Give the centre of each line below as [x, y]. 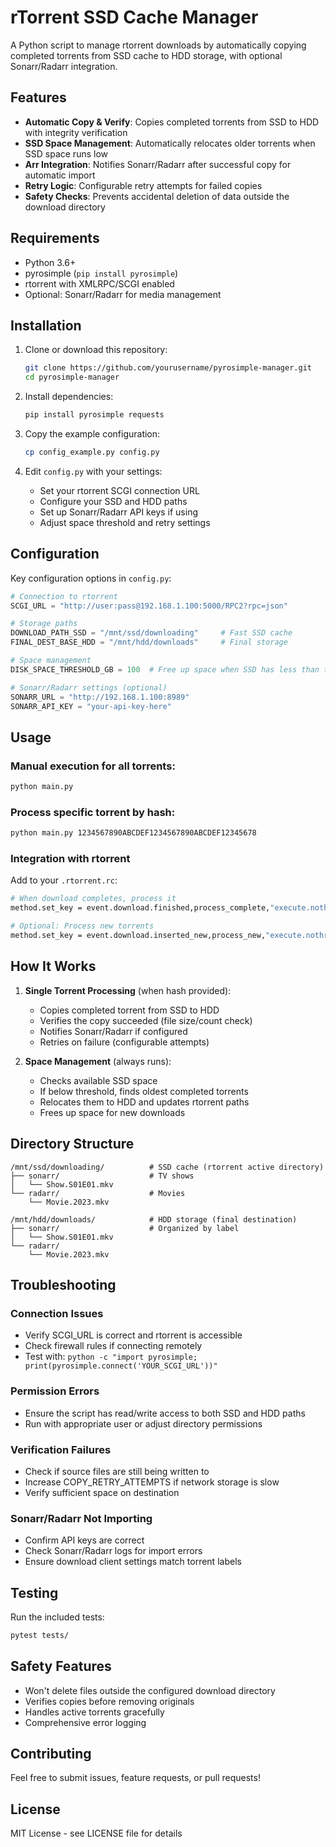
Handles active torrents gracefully [94, 1712]
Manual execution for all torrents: [93, 766]
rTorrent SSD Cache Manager [134, 17]
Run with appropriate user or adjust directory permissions [143, 1423]
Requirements [55, 238]
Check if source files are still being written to [117, 1471]
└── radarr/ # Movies [98, 1193]
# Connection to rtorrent [64, 596]
